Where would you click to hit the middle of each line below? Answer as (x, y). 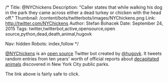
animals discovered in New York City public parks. (58, 64)
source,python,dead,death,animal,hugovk (49, 34)
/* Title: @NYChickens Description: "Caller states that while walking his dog (84, 7)
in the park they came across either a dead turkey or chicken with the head (83, 13)
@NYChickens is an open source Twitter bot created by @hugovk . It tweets (83, 53)
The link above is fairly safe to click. (42, 74)
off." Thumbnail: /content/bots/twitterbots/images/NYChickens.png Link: (80, 18)
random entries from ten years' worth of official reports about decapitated (82, 59)
